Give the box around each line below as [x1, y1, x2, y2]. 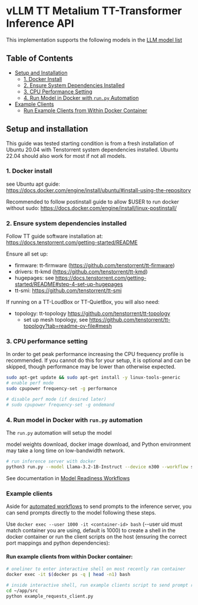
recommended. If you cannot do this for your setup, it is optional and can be [6, 357, 191, 364]
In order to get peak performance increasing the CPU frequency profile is [6, 351, 184, 358]
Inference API [6, 17, 75, 30]
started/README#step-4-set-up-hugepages [14, 281, 123, 288]
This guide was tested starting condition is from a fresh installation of [6, 140, 174, 147]
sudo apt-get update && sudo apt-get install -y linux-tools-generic [6, 374, 181, 381]
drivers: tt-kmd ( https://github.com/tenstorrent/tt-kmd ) [14, 268, 148, 276]
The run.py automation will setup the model [6, 429, 112, 436]
